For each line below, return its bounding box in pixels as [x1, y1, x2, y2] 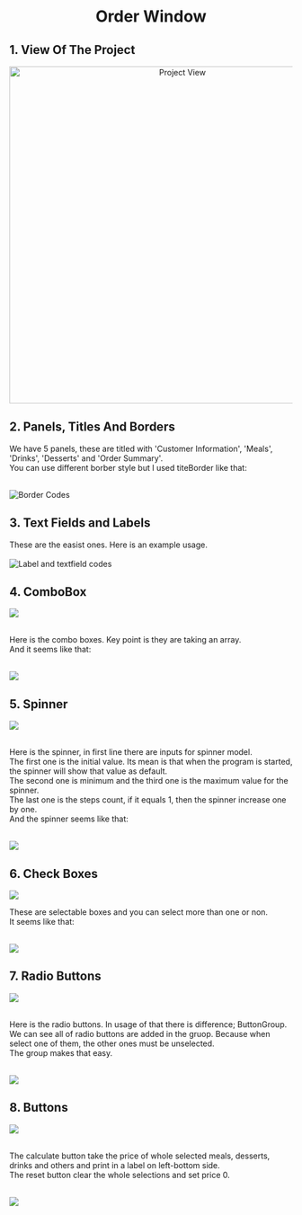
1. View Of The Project [9, 42, 136, 58]
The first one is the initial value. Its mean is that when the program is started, [9, 757, 293, 767]
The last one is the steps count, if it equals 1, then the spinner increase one [9, 794, 287, 805]
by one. [9, 804, 38, 815]
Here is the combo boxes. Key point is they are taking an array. [9, 634, 242, 645]
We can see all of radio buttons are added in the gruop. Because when [9, 1028, 271, 1039]
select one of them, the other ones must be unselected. [9, 1038, 215, 1049]
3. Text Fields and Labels [9, 515, 151, 531]
